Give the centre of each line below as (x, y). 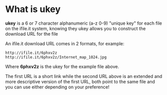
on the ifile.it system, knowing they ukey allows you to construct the (75, 28)
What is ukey (33, 9)
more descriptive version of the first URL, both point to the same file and (80, 81)
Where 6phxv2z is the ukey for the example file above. (62, 66)
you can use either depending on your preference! (57, 87)
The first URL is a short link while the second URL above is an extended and (84, 76)
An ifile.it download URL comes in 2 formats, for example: (65, 43)
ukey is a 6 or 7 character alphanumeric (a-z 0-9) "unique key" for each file (84, 23)
